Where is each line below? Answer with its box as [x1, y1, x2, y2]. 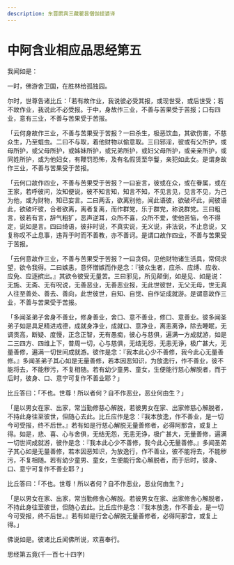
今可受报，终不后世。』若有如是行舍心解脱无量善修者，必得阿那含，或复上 [7, 511, 218, 520]
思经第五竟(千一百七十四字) [7, 550, 86, 558]
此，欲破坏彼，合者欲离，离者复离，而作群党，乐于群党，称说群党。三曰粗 [7, 204, 221, 213]
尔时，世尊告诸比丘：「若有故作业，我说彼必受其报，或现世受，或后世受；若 [7, 96, 224, 105]
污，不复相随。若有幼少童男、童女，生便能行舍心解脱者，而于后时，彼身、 [7, 455, 221, 464]
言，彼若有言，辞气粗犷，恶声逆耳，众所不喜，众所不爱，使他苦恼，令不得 [7, 213, 221, 222]
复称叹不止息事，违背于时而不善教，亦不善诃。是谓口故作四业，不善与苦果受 [7, 231, 227, 239]
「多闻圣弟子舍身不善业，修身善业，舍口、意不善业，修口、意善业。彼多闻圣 [7, 312, 227, 321]
